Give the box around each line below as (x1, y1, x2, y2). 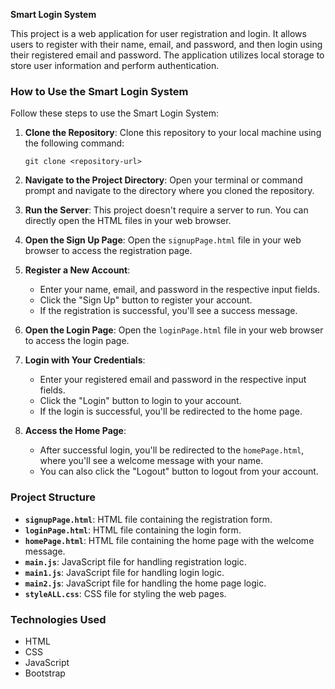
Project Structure (10, 490, 96, 504)
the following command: (24, 137, 125, 149)
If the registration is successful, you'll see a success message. (39, 305, 298, 317)
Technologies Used (10, 612, 107, 626)
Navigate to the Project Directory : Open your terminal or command (24, 174, 303, 186)
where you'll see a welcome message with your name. (39, 455, 264, 467)
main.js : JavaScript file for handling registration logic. (24, 555, 247, 568)
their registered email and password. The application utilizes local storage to (10, 49, 325, 61)
